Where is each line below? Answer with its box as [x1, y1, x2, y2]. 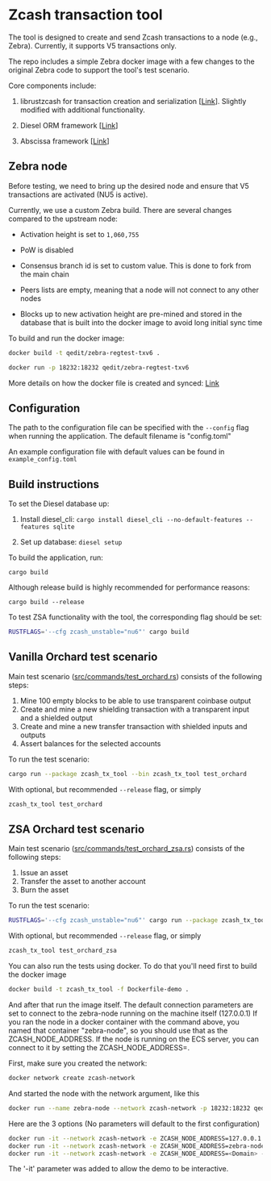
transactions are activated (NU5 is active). [8, 190, 148, 199]
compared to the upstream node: [8, 214, 119, 223]
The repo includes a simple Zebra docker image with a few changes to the [8, 56, 256, 66]
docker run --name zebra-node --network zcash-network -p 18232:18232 [8, 1104, 251, 1112]
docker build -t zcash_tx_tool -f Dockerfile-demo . [8, 986, 190, 994]
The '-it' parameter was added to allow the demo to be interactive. [8, 1164, 229, 1174]
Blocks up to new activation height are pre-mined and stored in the [19, 309, 243, 319]
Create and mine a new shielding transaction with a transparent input [19, 704, 250, 714]
